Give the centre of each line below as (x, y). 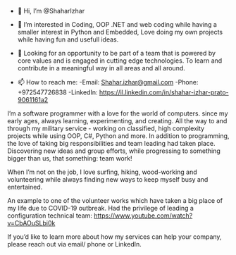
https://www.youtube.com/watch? (143, 216)
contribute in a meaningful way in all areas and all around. (101, 68)
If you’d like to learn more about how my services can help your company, (114, 237)
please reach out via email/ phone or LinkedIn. (75, 244)
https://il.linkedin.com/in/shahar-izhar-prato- (164, 92)
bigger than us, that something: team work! (70, 158)
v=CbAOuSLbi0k (31, 223)
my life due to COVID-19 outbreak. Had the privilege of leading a (100, 208)
